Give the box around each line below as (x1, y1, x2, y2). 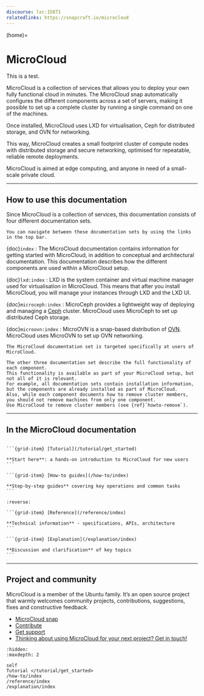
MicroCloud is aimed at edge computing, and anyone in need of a (6, 165, 170, 172)
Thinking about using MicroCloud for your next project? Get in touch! (15, 635, 188, 642)
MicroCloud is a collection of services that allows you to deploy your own (6, 84, 189, 92)
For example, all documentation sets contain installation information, (6, 381, 194, 387)
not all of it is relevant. (6, 376, 78, 382)
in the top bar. (6, 235, 47, 241)
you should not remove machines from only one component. (6, 397, 156, 403)
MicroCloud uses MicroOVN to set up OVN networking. (6, 332, 144, 339)
